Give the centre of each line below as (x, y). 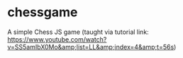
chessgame (43, 12)
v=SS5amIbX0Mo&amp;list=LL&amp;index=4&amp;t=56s (91, 47)
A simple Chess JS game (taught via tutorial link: (78, 32)
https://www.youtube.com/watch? (57, 39)
